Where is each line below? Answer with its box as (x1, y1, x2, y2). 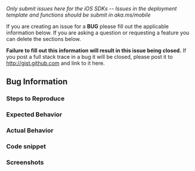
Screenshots (6, 159, 44, 166)
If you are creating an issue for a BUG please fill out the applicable (6, 23, 169, 30)
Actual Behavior (6, 126, 54, 135)
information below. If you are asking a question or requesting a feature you (6, 29, 190, 36)
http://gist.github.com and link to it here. (6, 59, 106, 66)
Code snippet (6, 142, 47, 151)
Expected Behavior (6, 110, 63, 119)
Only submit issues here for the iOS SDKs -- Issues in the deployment (6, 5, 177, 12)
